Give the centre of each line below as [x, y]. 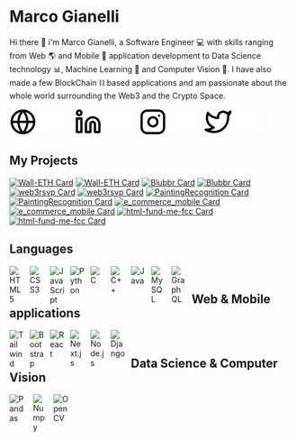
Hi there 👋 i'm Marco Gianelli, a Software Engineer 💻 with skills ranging [142, 41]
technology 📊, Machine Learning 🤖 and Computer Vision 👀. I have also [140, 69]
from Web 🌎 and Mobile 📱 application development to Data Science [135, 55]
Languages [41, 249]
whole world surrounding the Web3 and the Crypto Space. [118, 96]
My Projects [44, 161]
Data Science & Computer [205, 363]
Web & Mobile [232, 299]
